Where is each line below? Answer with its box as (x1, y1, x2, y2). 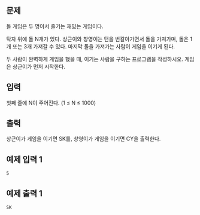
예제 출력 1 (6, 188, 43, 198)
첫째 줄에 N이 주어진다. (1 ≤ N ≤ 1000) (6, 99, 96, 106)
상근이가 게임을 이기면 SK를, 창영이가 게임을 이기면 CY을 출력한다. (6, 135, 161, 142)
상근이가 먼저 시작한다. (12, 63, 66, 70)
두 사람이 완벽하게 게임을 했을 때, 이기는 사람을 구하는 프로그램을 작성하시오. (6, 56, 184, 63)
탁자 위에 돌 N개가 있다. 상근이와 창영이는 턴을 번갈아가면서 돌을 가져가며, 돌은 (6, 35, 189, 42)
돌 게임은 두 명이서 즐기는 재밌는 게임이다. (6, 23, 104, 30)
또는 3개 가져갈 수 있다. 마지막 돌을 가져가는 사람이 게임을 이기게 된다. (12, 42, 175, 50)
